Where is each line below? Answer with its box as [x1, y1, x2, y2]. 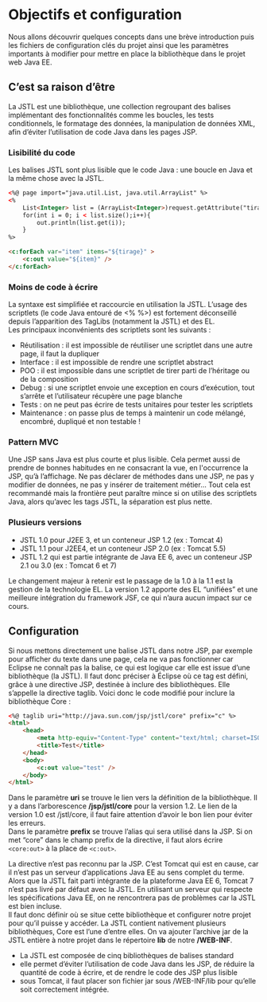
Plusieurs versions [8, 517, 82, 528]
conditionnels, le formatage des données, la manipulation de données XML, [8, 118, 256, 128]
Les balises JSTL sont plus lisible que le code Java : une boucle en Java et [8, 165, 253, 175]
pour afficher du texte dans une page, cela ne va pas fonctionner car [8, 654, 234, 663]
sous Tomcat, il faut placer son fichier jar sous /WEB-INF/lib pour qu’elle [19, 976, 257, 986]
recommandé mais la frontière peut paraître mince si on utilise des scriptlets [8, 489, 257, 498]
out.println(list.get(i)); [37, 218, 126, 226]
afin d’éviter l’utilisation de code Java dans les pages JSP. [8, 127, 198, 136]
